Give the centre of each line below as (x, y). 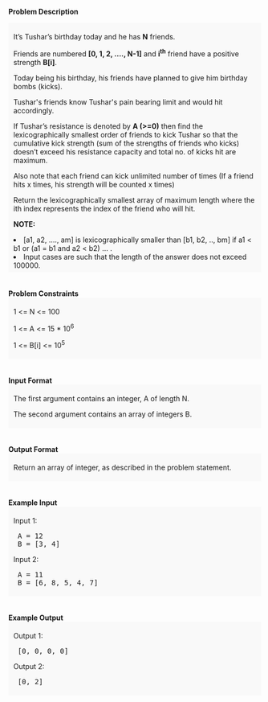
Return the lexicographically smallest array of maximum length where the (134, 199)
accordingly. (34, 110)
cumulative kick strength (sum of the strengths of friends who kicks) (126, 143)
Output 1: (28, 635)
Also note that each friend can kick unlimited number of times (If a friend (134, 175)
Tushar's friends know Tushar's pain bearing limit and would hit (118, 102)
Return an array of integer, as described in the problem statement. (122, 467)
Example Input (33, 503)
